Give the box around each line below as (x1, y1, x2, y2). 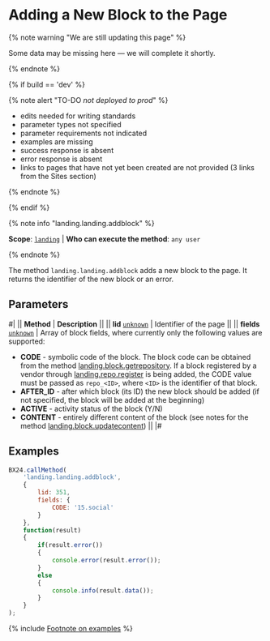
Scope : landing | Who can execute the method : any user (8, 233, 201, 244)
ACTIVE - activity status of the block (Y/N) (19, 404, 164, 413)
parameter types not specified (19, 119, 122, 129)
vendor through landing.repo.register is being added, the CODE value (19, 369, 252, 378)
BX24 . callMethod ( (8, 466, 67, 474)
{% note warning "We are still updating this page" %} (8, 32, 186, 42)
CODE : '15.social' (51, 503, 114, 511)
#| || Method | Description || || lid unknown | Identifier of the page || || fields (8, 318, 260, 329)
